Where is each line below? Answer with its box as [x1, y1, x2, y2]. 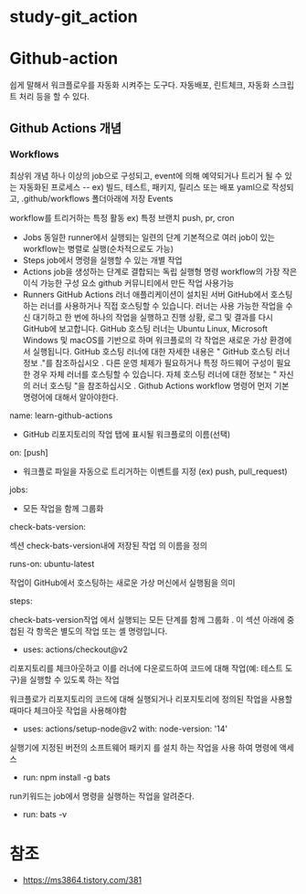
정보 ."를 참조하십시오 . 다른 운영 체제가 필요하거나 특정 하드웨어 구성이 [22, 357, 275, 368]
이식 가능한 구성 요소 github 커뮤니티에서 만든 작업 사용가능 [22, 277, 235, 289]
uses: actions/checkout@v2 [22, 644, 128, 655]
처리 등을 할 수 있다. [18, 91, 90, 102]
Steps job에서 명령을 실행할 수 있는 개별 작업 [22, 254, 183, 266]
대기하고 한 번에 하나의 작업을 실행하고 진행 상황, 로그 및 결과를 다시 [32, 311, 274, 322]
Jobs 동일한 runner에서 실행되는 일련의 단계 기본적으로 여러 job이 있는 [22, 231, 276, 243]
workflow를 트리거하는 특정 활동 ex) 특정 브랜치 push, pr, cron [9, 212, 235, 223]
